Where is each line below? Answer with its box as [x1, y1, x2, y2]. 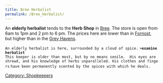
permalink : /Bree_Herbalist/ [5, 12, 64, 17]
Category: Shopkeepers [5, 72, 53, 78]
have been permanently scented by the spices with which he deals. [10, 64, 151, 69]
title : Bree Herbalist [5, 7, 51, 12]
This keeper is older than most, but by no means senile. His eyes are [5, 54, 156, 59]
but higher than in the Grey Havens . [5, 35, 77, 41]
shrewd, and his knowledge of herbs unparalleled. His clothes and [5, 59, 145, 63]
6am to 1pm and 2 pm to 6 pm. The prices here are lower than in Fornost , [5, 30, 152, 36]
